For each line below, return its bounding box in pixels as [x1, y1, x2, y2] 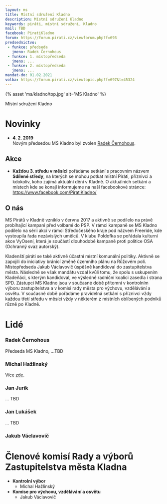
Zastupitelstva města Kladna [5, 461, 127, 472]
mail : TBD [5, 26, 26, 31]
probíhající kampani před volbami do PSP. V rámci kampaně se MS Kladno [5, 222, 158, 228]
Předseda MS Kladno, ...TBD [5, 348, 63, 354]
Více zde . [5, 372, 25, 378]
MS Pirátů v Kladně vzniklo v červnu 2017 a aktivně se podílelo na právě [5, 217, 153, 223]
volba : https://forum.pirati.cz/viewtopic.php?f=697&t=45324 [5, 77, 135, 82]
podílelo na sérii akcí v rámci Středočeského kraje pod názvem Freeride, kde [5, 227, 162, 233]
